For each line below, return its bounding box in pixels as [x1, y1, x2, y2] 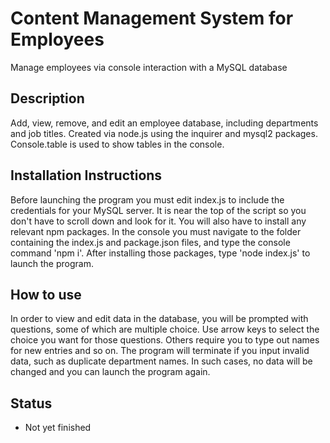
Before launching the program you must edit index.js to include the [10, 193, 285, 206]
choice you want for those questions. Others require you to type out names [10, 334, 320, 346]
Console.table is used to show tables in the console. [10, 138, 225, 150]
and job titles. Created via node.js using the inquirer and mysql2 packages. [10, 127, 318, 139]
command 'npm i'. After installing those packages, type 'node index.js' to [10, 247, 311, 259]
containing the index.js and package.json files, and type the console [10, 236, 291, 248]
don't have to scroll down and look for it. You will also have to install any [10, 215, 307, 227]
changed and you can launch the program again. [10, 366, 211, 378]
